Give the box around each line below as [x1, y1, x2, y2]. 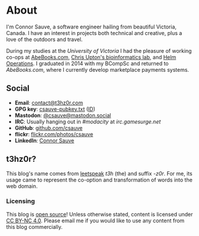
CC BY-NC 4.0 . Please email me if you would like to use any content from [6, 217, 185, 224]
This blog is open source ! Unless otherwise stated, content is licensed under [6, 211, 193, 218]
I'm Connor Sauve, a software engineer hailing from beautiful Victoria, [6, 23, 176, 30]
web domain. [6, 182, 38, 190]
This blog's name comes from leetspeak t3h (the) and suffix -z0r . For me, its [6, 170, 192, 177]
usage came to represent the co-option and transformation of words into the [6, 176, 192, 183]
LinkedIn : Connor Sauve [14, 137, 75, 144]
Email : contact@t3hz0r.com [14, 99, 84, 106]
